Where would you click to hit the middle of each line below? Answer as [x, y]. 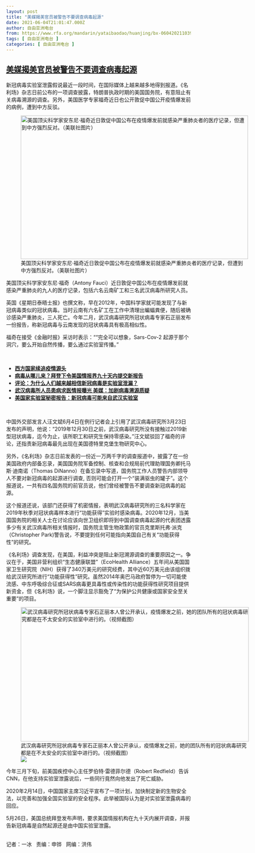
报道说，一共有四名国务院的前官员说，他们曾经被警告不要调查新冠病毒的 [93, 485]
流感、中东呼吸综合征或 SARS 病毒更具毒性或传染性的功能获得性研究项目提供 [98, 584]
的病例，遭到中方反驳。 [34, 107]
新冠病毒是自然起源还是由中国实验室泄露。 [62, 825]
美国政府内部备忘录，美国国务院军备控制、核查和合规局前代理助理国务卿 [93, 463]
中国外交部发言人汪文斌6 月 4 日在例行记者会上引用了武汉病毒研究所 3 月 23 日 [96, 421]
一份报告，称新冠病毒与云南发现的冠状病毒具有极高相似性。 [78, 324]
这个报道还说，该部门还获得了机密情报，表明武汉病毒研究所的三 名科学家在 [96, 505]
